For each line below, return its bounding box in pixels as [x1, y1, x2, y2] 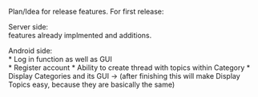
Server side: [8, 22, 49, 31]
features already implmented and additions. [8, 31, 152, 40]
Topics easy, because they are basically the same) [8, 80, 175, 89]
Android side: [8, 46, 53, 55]
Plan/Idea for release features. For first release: [8, 7, 164, 16]
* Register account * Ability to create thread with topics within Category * [8, 63, 251, 72]
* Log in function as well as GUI [8, 55, 112, 64]
